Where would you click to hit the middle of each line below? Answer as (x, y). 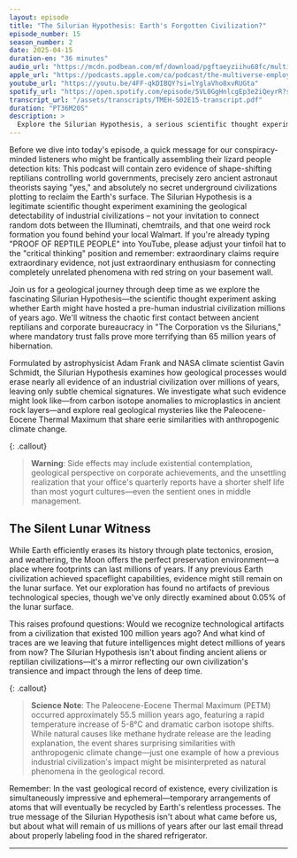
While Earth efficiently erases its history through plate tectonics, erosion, (141, 550)
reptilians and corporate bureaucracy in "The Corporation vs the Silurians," (145, 327)
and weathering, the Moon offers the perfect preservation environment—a (144, 559)
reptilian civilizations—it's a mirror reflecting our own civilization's (129, 661)
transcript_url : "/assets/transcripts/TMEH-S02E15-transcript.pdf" (136, 100)
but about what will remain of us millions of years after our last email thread (146, 826)
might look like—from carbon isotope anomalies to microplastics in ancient (145, 401)
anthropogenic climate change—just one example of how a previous (155, 752)
